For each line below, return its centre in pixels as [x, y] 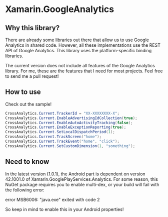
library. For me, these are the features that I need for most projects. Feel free [84, 71]
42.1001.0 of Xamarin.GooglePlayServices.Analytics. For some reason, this [82, 179]
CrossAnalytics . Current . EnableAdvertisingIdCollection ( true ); [71, 118]
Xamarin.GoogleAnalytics [59, 9]
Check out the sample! [28, 104]
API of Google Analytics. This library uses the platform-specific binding [78, 50]
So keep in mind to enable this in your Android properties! [64, 209]
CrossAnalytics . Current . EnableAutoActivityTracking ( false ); [69, 123]
